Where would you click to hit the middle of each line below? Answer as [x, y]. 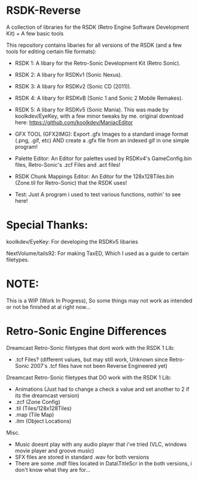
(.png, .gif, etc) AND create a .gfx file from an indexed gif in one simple [102, 140]
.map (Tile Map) [34, 414]
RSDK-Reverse [43, 11]
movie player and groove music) [54, 450]
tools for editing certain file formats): [51, 51]
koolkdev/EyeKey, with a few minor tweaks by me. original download [99, 116]
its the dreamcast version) [47, 395]
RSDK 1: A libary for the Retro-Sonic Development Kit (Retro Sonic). [98, 63]
